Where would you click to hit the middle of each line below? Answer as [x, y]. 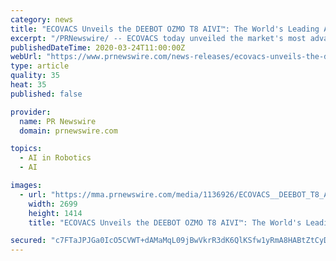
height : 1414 [55, 213]
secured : [28, 241]
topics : [26, 149]
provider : [31, 112]
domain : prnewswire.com [68, 131]
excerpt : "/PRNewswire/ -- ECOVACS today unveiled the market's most [158, 38]
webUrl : [26, 57]
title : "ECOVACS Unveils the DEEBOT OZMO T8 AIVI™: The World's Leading [165, 29]
